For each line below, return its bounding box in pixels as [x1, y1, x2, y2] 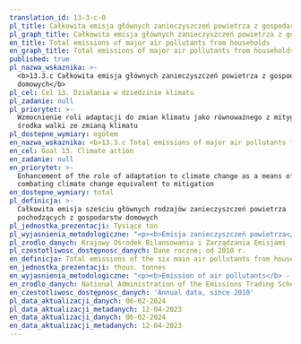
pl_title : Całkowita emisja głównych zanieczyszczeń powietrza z [9, 21, 258, 30]
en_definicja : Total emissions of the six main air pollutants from [9, 254, 271, 264]
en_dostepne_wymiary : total [9, 188, 115, 197]
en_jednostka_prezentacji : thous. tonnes [9, 263, 167, 272]
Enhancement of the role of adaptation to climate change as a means [17, 171, 282, 180]
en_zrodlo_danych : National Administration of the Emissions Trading [9, 279, 275, 288]
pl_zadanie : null [9, 96, 74, 106]
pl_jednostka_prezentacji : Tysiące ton [9, 221, 159, 230]
